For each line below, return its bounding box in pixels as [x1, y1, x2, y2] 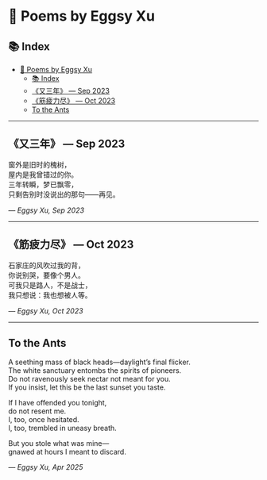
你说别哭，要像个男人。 [8, 270, 85, 280]
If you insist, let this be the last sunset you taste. [8, 382, 166, 392]
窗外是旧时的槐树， [8, 159, 72, 169]
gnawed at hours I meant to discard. [8, 447, 127, 457]
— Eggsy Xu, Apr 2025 [8, 463, 83, 472]
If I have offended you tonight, [8, 398, 107, 408]
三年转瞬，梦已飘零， [8, 179, 78, 189]
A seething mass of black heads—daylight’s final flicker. [8, 357, 191, 367]
